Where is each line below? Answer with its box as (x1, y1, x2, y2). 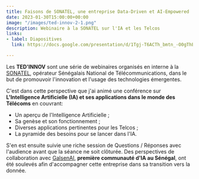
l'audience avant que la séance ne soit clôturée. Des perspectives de (6, 148, 175, 155)
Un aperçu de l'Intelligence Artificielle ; (14, 111, 110, 119)
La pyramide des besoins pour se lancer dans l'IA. (14, 130, 137, 137)
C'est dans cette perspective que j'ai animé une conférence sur (6, 87, 161, 94)
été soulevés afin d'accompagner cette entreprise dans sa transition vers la (6, 161, 191, 168)
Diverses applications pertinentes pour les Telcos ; (14, 124, 139, 131)
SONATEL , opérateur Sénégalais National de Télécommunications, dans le (6, 69, 187, 76)
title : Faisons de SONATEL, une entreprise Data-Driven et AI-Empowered (6, 8, 190, 15)
